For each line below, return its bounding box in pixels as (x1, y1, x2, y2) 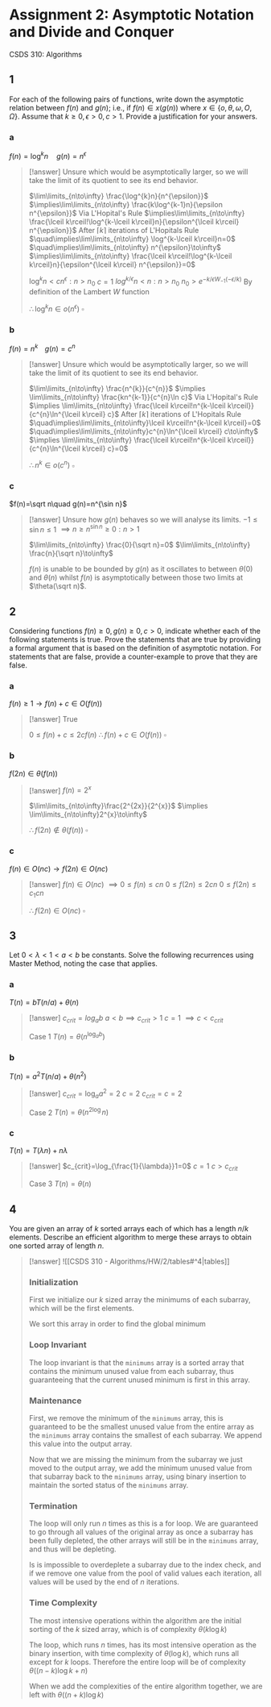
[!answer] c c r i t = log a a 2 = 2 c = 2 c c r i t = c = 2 (28, 1087, 183, 1100)
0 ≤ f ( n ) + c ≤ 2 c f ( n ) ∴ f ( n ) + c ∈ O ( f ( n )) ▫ (28, 730, 167, 739)
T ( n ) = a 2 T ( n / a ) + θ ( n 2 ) (9, 1070, 87, 1081)
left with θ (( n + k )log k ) (28, 1689, 105, 1699)
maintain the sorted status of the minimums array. (28, 1480, 189, 1489)
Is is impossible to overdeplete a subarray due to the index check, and (28, 1560, 261, 1570)
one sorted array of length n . (9, 1241, 105, 1251)
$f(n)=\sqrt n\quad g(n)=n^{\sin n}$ (9, 498, 128, 509)
